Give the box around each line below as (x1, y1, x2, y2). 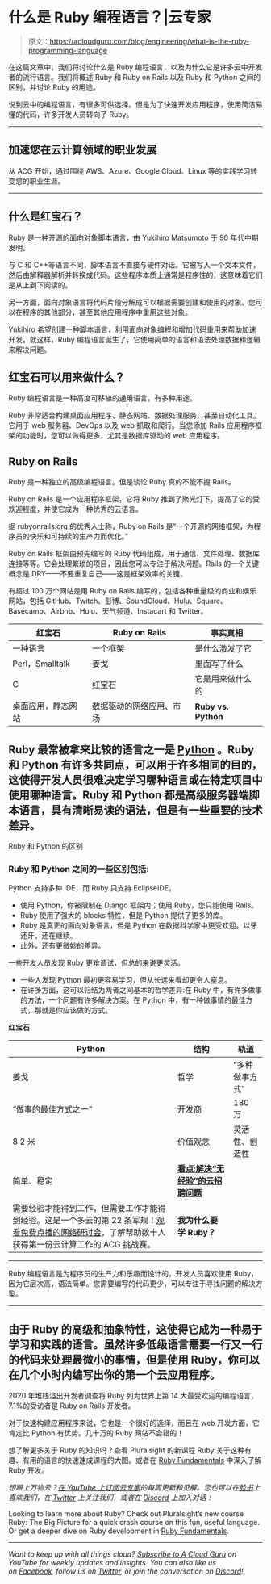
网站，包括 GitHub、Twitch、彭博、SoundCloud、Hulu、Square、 (8, 596, 227, 606)
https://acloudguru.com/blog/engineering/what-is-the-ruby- (49, 36, 250, 46)
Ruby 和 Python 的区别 (8, 841, 83, 851)
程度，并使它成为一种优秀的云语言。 (22, 505, 143, 514)
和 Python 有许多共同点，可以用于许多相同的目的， (8, 757, 263, 772)
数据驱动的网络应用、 (91, 701, 173, 712)
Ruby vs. (194, 701, 229, 712)
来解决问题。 (8, 345, 51, 354)
